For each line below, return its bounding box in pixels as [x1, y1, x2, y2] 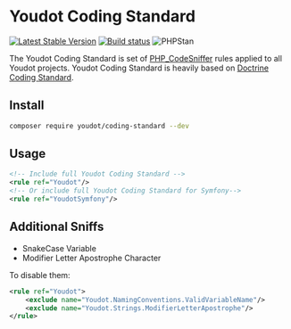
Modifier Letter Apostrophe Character [21, 252, 162, 263]
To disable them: [9, 269, 71, 280]
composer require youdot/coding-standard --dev [9, 121, 190, 130]
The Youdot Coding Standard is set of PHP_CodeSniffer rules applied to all [9, 53, 283, 63]
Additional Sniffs [9, 219, 104, 234]
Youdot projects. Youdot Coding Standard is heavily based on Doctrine [9, 62, 270, 73]
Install [9, 98, 45, 113]
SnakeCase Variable [21, 243, 96, 253]
